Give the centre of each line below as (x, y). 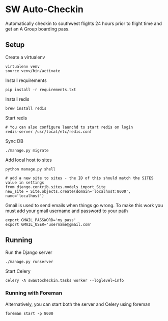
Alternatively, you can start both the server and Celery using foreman (78, 304)
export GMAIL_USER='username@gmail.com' (49, 224)
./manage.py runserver (29, 261)
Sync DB (15, 141)
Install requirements (26, 80)
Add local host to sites (29, 160)
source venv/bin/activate (33, 71)
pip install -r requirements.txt (41, 90)
